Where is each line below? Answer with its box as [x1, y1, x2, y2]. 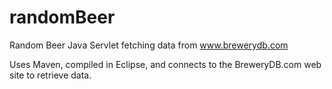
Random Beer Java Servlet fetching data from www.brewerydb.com [9, 39, 289, 51]
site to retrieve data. [9, 69, 92, 81]
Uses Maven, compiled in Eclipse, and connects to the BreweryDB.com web [9, 58, 322, 70]
